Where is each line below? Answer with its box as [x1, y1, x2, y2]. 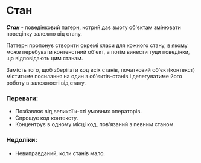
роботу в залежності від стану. [6, 79, 86, 86]
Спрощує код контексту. [14, 114, 78, 121]
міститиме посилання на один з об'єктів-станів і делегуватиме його [6, 72, 182, 80]
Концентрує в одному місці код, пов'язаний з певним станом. [14, 121, 175, 128]
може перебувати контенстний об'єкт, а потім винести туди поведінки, [6, 48, 190, 55]
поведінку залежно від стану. [6, 30, 83, 37]
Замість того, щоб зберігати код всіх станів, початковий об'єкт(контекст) [6, 66, 195, 73]
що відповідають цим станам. [6, 54, 83, 62]
